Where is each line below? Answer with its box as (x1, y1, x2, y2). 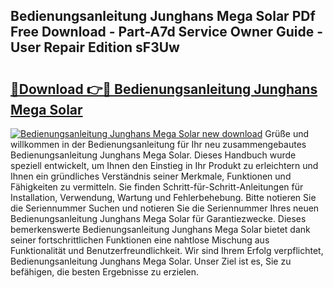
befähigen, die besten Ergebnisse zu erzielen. (10, 266, 200, 278)
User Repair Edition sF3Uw (10, 39, 180, 56)
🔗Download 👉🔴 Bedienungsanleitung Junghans (10, 80, 318, 98)
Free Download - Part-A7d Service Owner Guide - (10, 24, 324, 41)
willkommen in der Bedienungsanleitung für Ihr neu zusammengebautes (10, 139, 307, 150)
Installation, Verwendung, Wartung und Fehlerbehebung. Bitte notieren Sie (10, 192, 317, 203)
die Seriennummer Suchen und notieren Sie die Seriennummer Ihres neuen (10, 202, 320, 214)
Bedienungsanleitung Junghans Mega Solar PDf (10, 8, 316, 25)
